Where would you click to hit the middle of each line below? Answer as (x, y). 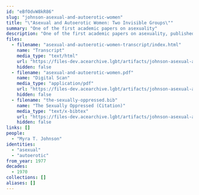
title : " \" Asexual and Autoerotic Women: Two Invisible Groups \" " (90, 23)
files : (14, 39)
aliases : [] (21, 183)
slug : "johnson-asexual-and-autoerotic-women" (65, 17)
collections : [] (26, 178)
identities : (21, 144)
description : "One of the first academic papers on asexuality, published (100, 34)
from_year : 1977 (26, 161)
